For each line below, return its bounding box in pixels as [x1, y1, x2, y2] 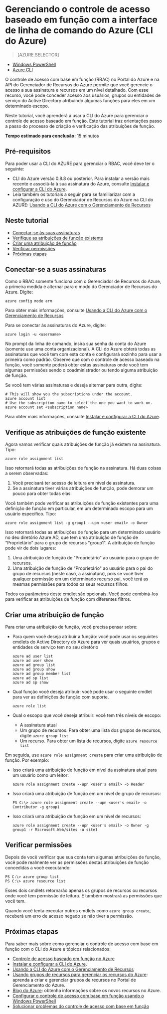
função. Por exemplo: [5, 757, 49, 763]
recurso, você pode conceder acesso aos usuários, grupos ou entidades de [5, 92, 161, 98]
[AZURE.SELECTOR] [17, 51, 59, 58]
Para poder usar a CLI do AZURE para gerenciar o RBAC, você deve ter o [5, 161, 155, 167]
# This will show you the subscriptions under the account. [5, 392, 133, 397]
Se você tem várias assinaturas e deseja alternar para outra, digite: [5, 382, 143, 388]
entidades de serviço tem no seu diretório [12, 644, 99, 650]
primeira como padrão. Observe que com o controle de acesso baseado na [5, 356, 160, 362]
